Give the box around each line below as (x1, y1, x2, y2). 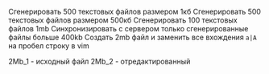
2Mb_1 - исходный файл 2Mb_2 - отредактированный (8, 56, 191, 66)
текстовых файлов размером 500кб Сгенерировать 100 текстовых (8, 15, 238, 25)
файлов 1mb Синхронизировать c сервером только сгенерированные (8, 24, 249, 33)
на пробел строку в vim (8, 41, 90, 51)
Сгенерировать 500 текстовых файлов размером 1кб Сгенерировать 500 (8, 7, 262, 16)
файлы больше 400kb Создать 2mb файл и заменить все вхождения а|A (8, 32, 257, 42)
